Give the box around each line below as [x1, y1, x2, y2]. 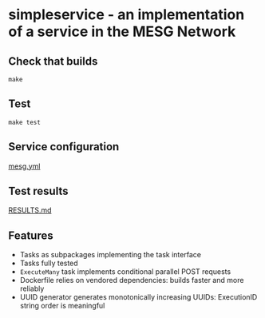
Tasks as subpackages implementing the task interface [19, 250, 202, 260]
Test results [8, 185, 69, 198]
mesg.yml [8, 161, 41, 171]
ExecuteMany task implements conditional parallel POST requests [19, 267, 231, 276]
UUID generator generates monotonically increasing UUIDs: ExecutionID [19, 292, 258, 302]
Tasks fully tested [19, 258, 78, 268]
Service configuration [8, 140, 120, 153]
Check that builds [8, 54, 98, 68]
